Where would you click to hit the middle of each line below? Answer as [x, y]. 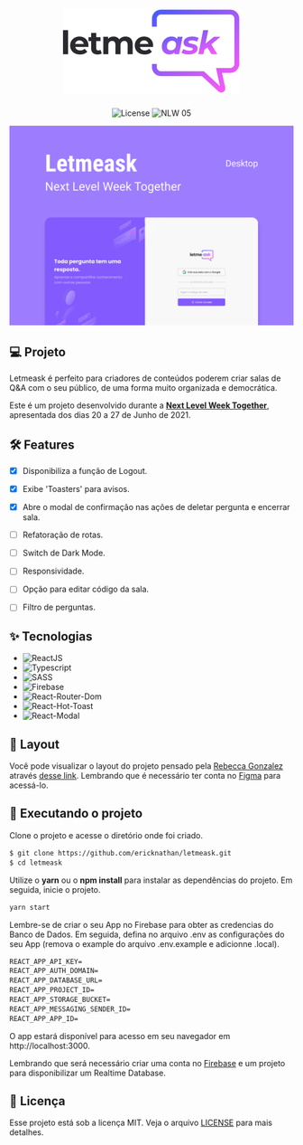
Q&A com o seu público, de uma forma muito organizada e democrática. [143, 388]
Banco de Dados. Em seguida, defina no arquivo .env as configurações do [147, 934]
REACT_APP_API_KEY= [46, 961]
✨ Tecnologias [51, 636]
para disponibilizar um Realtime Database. [88, 1073]
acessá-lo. [29, 785]
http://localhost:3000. [50, 1046]
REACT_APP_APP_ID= [44, 1018]
